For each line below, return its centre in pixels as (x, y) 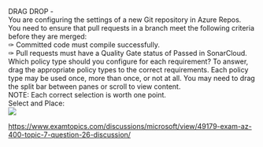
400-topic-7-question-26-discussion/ (70, 134)
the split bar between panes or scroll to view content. (94, 86)
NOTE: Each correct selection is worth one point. (87, 95)
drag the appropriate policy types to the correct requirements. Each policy (128, 70)
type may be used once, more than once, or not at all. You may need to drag (132, 78)
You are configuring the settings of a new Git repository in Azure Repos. (125, 20)
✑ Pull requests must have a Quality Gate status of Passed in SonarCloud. (128, 53)
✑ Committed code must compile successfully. (84, 45)
